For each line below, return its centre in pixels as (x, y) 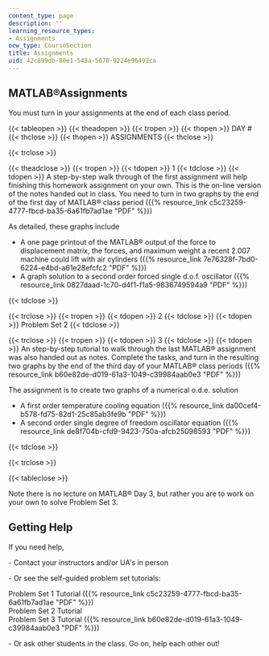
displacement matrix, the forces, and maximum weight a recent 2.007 (135, 250)
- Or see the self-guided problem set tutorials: (85, 578)
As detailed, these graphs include (64, 226)
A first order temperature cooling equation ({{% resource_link (122, 405)
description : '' (35, 23)
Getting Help (41, 528)
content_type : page (41, 16)
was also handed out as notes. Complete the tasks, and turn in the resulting (134, 357)
